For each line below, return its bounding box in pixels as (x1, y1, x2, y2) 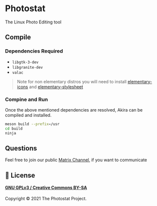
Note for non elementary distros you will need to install (17, 78, 127, 84)
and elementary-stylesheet (29, 84, 84, 90)
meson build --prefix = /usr (5, 121, 60, 127)
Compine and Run (5, 96, 48, 103)
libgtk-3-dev (12, 59, 39, 65)
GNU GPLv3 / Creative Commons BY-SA (5, 185, 87, 190)
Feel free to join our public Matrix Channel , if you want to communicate (5, 157, 147, 163)
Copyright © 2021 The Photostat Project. (5, 195, 87, 201)
